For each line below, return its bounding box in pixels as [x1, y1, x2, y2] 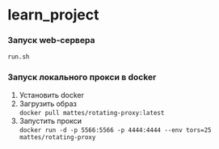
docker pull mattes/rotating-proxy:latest [19, 109, 165, 117]
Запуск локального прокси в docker [7, 71, 157, 83]
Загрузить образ [19, 99, 78, 109]
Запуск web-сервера [7, 35, 95, 46]
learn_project [7, 6, 99, 24]
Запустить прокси [19, 116, 82, 126]
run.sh [7, 53, 30, 62]
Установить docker [19, 90, 84, 100]
